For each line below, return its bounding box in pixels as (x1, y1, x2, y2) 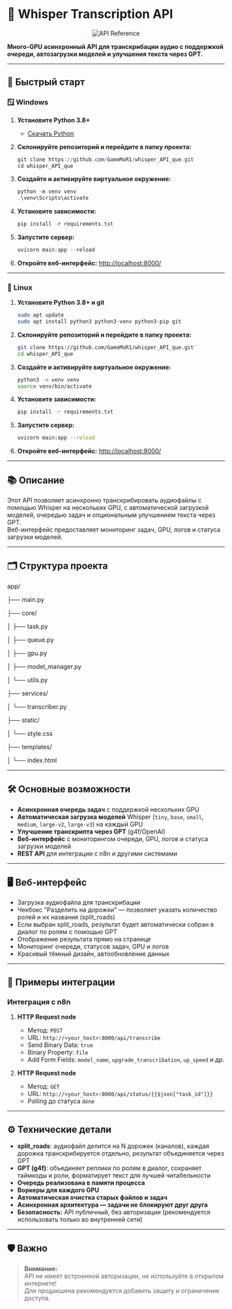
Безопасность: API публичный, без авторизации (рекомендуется (17, 1207, 211, 1216)
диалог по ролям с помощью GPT (17, 927, 117, 936)
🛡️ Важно (7, 1243, 48, 1254)
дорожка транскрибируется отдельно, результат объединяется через (17, 1149, 224, 1157)
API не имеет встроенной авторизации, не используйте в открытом (23, 1272, 224, 1280)
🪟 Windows (7, 97, 49, 107)
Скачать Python (27, 129, 75, 138)
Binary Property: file (27, 1048, 88, 1057)
